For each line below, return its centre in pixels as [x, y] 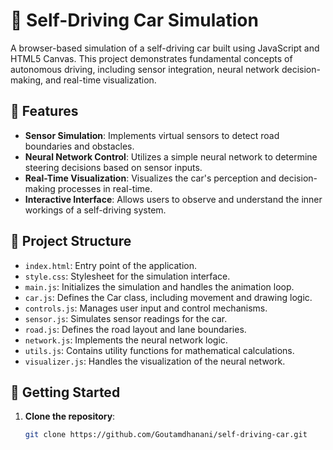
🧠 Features [44, 111]
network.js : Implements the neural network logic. [126, 340]
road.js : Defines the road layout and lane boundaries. [135, 329]
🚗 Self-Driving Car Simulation [134, 20]
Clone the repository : [70, 416]
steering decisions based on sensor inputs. [113, 167]
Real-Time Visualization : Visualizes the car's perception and [150, 178]
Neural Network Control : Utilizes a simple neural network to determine [171, 156]
